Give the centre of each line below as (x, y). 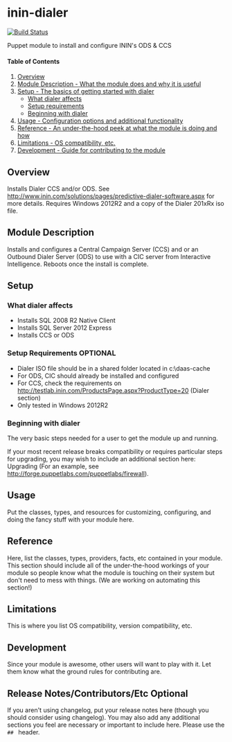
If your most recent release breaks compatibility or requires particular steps (115, 452)
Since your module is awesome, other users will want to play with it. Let (109, 664)
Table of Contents (34, 61)
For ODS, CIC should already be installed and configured (98, 376)
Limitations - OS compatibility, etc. (66, 143)
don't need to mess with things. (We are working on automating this (104, 580)
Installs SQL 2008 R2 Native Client (66, 321)
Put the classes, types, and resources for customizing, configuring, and (109, 512)
